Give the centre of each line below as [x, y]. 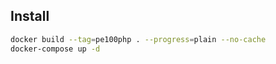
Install [30, 16]
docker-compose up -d [55, 49]
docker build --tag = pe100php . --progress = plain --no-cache [138, 39]
